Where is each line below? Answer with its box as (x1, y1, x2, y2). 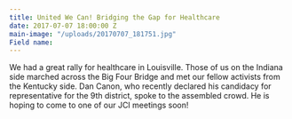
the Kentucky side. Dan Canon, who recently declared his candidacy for (9, 81, 272, 91)
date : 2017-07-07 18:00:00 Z (9, 21, 117, 30)
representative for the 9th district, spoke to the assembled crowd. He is (9, 91, 270, 101)
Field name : (9, 37, 53, 47)
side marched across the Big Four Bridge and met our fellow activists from (9, 72, 281, 83)
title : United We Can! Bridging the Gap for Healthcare (9, 12, 220, 22)
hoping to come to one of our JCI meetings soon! (9, 99, 189, 111)
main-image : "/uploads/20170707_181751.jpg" (9, 29, 177, 38)
